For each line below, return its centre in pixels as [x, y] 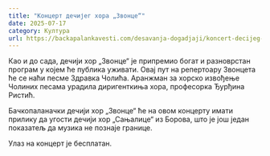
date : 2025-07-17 [37, 23]
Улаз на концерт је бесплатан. [60, 144]
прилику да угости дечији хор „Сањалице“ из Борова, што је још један [129, 119]
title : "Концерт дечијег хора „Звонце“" [77, 16]
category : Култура [39, 31]
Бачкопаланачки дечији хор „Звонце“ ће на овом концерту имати [121, 111]
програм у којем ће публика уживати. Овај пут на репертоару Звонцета [132, 70]
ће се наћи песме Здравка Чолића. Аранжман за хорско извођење [124, 78]
